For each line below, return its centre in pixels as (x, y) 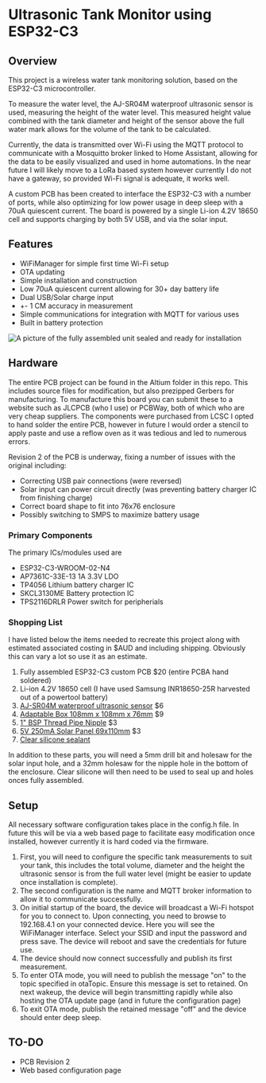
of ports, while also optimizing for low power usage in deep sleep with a (126, 202)
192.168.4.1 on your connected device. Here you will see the (117, 925)
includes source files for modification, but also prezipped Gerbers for (121, 391)
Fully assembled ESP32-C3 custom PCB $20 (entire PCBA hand (124, 672)
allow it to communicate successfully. (81, 899)
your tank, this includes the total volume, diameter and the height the (132, 866)
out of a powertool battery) (64, 697)
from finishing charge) (56, 497)
